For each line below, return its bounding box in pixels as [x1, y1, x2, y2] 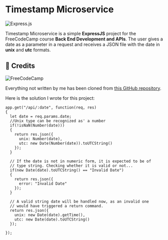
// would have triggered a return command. [10, 203, 103, 208]
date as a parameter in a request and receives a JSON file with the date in [5, 41, 160, 47]
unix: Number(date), [18, 136, 63, 141]
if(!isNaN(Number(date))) [10, 123, 65, 128]
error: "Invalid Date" [18, 181, 67, 186]
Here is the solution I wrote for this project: [5, 95, 95, 101]
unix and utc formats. [5, 47, 51, 53]
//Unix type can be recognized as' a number [10, 118, 106, 123]
